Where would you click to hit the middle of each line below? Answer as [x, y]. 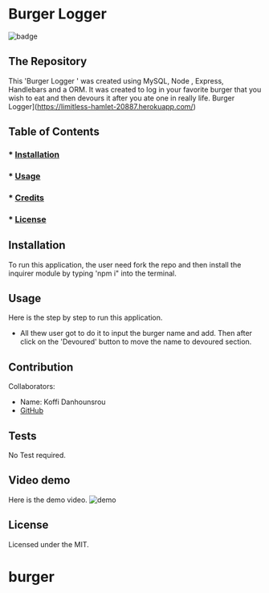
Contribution [41, 367]
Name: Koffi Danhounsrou [63, 402]
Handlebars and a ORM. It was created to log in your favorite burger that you [135, 89]
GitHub [32, 411]
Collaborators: [32, 386]
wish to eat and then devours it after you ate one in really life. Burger [122, 98]
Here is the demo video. [48, 500]
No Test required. [37, 456]
